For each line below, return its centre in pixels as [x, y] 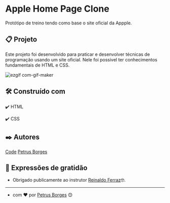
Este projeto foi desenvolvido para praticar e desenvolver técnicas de [78, 54]
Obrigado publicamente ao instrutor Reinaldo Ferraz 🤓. [69, 180]
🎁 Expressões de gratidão [46, 168]
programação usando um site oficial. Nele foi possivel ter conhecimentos [81, 59]
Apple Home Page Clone [57, 9]
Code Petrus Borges [26, 152]
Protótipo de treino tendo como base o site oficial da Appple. [69, 23]
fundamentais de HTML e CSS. [37, 65]
